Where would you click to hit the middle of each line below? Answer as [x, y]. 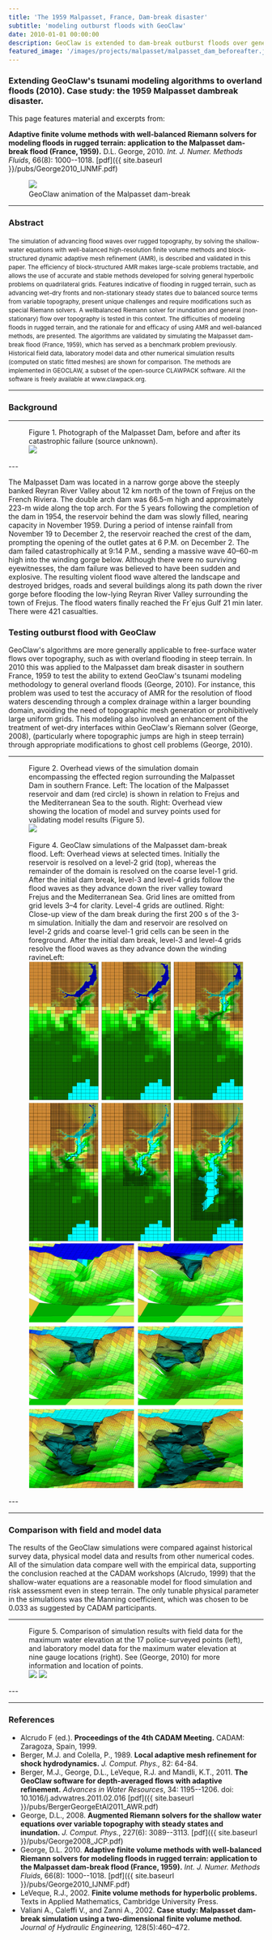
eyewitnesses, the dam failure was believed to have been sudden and [124, 569]
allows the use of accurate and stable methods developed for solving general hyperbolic [131, 276]
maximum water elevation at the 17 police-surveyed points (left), [136, 1640]
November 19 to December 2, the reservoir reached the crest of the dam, [130, 534]
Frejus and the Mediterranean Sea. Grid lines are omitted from [132, 897]
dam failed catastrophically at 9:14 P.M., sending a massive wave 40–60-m [133, 551]
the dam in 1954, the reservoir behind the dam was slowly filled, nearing [128, 517]
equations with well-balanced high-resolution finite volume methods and [126, 250]
